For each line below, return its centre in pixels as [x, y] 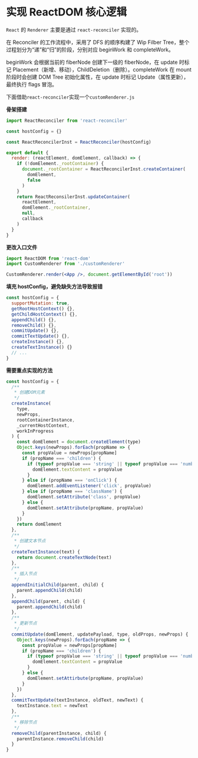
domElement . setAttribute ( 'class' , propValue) [84, 497]
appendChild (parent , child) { [48, 601]
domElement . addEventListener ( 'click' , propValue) [89, 486]
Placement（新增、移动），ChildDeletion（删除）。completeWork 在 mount [102, 69]
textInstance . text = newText [52, 706]
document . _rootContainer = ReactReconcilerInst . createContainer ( [103, 169]
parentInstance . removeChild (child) [60, 739]
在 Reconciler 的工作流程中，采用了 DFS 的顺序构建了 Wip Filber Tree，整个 [98, 42]
